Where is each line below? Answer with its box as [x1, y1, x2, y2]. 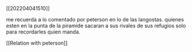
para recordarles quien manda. [6, 28, 81, 35]
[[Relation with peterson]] [6, 40, 68, 46]
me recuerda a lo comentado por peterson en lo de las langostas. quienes [6, 16, 184, 23]
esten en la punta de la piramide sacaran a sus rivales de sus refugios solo [6, 23, 186, 29]
